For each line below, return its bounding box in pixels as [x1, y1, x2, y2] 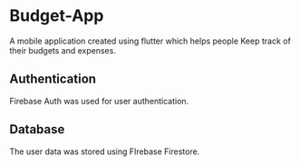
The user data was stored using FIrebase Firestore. [9, 146, 200, 157]
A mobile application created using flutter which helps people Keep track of [9, 35, 292, 46]
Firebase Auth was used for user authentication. [9, 95, 189, 106]
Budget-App [9, 5, 104, 26]
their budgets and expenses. [9, 44, 116, 55]
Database [9, 122, 65, 137]
